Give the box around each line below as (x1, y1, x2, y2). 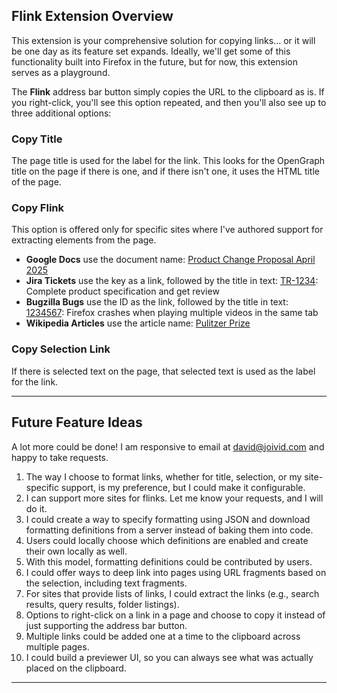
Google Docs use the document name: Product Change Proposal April (25, 254, 316, 266)
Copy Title (11, 132, 63, 146)
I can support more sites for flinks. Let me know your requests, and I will (25, 492, 324, 504)
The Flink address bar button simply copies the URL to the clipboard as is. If (11, 85, 325, 98)
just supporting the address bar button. (25, 619, 188, 631)
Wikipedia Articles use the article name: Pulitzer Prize (25, 317, 251, 329)
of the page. (11, 176, 62, 188)
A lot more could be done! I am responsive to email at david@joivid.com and (11, 440, 325, 453)
